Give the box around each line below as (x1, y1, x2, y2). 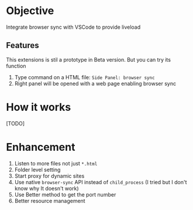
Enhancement (6, 140, 75, 154)
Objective (6, 4, 54, 18)
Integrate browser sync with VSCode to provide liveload (6, 23, 141, 31)
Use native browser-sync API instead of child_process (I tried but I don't (14, 178, 187, 185)
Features (6, 40, 39, 50)
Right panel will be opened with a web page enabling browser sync (14, 80, 177, 87)
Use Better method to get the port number (14, 191, 116, 198)
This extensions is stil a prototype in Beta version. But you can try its (6, 56, 171, 63)
